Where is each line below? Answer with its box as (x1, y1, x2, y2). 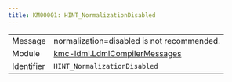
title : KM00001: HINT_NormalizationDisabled (8, 11, 156, 20)
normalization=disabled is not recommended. (53, 35, 221, 46)
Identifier (12, 60, 45, 71)
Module (12, 48, 41, 59)
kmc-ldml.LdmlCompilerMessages (53, 48, 182, 59)
